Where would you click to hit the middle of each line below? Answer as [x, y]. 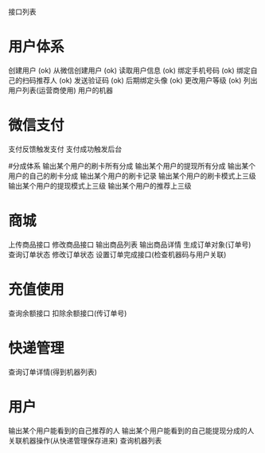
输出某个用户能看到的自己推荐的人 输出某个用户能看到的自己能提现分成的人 [131, 430]
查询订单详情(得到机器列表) [53, 372]
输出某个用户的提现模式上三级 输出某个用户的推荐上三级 [100, 185]
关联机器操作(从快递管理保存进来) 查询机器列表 [85, 440]
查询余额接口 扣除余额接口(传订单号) [68, 313]
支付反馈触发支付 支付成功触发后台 [65, 149]
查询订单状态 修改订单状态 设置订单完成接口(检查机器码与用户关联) [117, 254]
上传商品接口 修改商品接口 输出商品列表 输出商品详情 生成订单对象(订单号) [130, 244]
